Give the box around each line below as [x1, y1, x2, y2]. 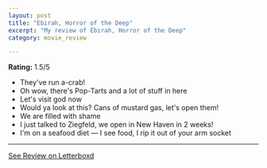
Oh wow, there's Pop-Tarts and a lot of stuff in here [19, 86, 188, 96]
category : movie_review [8, 33, 87, 42]
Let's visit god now [19, 94, 82, 104]
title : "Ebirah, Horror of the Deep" [8, 19, 133, 27]
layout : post [8, 11, 52, 20]
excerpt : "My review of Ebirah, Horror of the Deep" [8, 26, 187, 34]
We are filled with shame [19, 112, 101, 121]
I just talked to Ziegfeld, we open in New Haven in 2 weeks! [19, 120, 214, 129]
